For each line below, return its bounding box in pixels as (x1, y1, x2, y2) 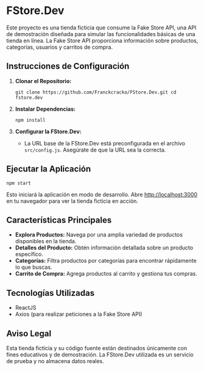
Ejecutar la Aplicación (6, 164, 91, 174)
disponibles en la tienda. (15, 238, 77, 245)
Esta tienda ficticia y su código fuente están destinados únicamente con (6, 345, 188, 351)
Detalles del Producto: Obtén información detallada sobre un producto (15, 244, 194, 251)
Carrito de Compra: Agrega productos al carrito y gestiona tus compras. (15, 270, 198, 277)
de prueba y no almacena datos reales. (6, 358, 105, 364)
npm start (6, 180, 32, 186)
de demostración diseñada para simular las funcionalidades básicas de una (6, 30, 195, 37)
